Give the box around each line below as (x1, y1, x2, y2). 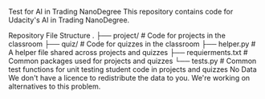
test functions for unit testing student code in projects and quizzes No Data (8, 65, 257, 74)
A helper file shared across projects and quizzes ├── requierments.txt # (8, 48, 248, 57)
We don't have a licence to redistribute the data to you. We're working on (8, 73, 251, 82)
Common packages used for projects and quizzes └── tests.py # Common (8, 56, 257, 65)
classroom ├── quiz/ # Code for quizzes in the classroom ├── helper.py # (8, 39, 256, 49)
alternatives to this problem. (8, 81, 101, 91)
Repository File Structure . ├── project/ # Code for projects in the (8, 31, 226, 40)
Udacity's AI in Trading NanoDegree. (8, 15, 130, 25)
